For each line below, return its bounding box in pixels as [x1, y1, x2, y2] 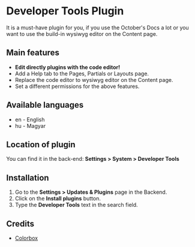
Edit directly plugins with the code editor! [14, 63, 121, 71]
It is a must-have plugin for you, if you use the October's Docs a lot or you [6, 24, 189, 31]
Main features [6, 48, 60, 58]
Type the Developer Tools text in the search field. [14, 202, 138, 209]
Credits [6, 218, 35, 228]
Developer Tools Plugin [6, 4, 124, 18]
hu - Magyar [14, 122, 46, 129]
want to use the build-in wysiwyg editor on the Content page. [6, 30, 158, 37]
